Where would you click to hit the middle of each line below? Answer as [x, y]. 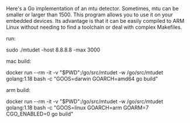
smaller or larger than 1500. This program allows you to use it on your [90, 15]
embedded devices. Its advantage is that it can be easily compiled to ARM [95, 21]
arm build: [18, 90]
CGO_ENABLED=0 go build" [40, 114]
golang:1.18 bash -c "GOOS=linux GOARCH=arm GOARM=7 [77, 107]
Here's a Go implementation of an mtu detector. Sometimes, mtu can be [92, 8]
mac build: [19, 61]
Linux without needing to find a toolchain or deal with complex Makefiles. [94, 27]
